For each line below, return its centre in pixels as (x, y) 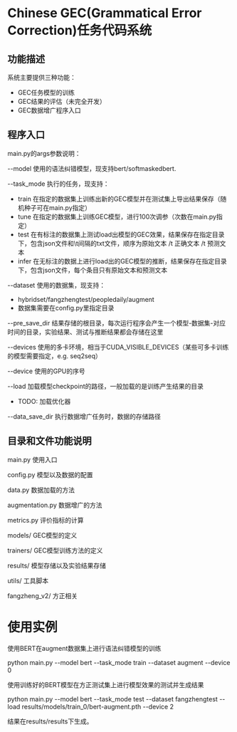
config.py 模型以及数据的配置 (50, 474)
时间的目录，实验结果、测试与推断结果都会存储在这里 (85, 332)
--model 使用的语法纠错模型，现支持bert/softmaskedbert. (92, 168)
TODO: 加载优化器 (44, 401)
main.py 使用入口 (32, 459)
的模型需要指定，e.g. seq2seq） (54, 356)
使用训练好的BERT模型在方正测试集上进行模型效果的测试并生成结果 (106, 684)
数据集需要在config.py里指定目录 (66, 308)
